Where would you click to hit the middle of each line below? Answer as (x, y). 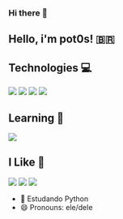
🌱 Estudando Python (54, 199)
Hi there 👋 (28, 13)
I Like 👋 (27, 163)
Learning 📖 (36, 118)
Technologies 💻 (50, 68)
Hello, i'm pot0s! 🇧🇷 (61, 39)
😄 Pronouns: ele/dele (56, 207)
